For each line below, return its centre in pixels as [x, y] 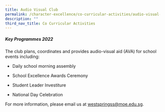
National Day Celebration [37, 95]
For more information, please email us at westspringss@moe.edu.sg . [74, 104]
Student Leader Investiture [39, 85]
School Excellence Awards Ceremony [50, 76]
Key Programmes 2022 [29, 39]
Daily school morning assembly [44, 66]
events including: [22, 56]
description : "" [22, 19]
